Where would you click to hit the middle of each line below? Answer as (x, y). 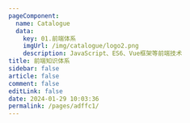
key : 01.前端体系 (50, 38)
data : (25, 31)
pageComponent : (34, 16)
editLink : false (36, 91)
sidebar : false (34, 69)
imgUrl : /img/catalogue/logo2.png (81, 46)
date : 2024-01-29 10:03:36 (54, 99)
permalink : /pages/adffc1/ (54, 106)
